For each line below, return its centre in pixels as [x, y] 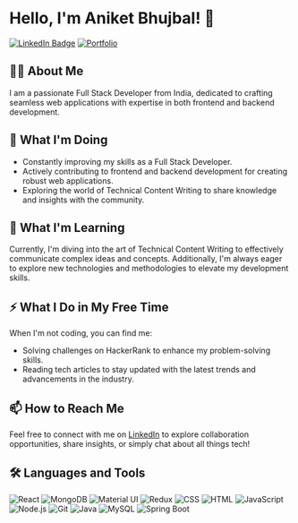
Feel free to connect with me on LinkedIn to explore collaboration [129, 434]
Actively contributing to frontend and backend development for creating [155, 171]
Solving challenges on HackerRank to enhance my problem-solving [146, 351]
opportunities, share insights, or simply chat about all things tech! [130, 444]
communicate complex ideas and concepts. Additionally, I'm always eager [146, 259]
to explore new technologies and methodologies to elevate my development [149, 269]
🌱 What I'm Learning [67, 227]
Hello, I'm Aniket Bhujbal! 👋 [112, 18]
